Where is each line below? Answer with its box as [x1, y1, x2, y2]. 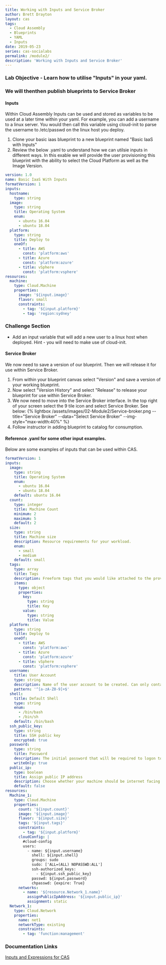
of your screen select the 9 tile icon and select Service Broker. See [12, 403, 148, 409]
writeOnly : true [14, 760, 48, 765]
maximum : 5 [14, 516, 37, 521]
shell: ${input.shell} [31, 853, 79, 858]
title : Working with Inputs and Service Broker [5, 7, 105, 12]
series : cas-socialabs [5, 49, 52, 54]
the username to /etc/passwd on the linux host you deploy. [5, 127, 125, 133]
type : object [18, 585, 45, 590]
